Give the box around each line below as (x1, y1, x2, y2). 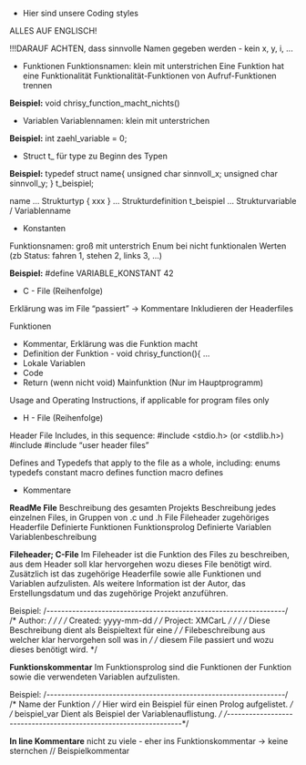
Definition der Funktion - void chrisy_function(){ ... (22, 348, 210, 359)
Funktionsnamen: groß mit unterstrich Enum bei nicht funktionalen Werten (9, 240, 287, 251)
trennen (22, 80, 53, 90)
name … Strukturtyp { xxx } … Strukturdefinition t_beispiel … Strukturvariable (9, 196, 297, 206)
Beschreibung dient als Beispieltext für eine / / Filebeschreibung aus (9, 625, 266, 636)
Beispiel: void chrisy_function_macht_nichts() (9, 97, 180, 108)
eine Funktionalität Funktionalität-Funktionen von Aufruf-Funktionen (22, 70, 277, 81)
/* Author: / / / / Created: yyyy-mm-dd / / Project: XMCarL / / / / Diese (9, 615, 270, 626)
